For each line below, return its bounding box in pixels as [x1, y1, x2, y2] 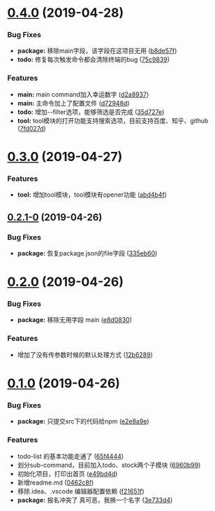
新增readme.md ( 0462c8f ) [17, 478, 94, 486]
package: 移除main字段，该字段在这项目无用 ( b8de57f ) [17, 47, 177, 55]
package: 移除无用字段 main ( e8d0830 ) [17, 316, 133, 324]
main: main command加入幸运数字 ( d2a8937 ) [17, 90, 149, 99]
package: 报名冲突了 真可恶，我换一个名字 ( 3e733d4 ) [17, 496, 173, 504]
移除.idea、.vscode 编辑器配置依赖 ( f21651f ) [17, 486, 144, 495]
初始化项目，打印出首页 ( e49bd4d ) [17, 469, 118, 477]
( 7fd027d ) [17, 124, 47, 132]
